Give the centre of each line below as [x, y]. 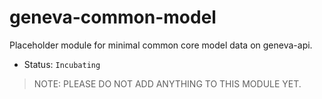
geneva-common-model [113, 17]
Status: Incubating [62, 64]
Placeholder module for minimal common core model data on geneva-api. [161, 45]
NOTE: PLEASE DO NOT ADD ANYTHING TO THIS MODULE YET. [167, 83]
